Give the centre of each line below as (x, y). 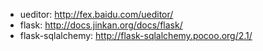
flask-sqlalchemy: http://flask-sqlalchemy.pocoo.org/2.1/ (136, 35)
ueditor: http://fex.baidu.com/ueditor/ (96, 14)
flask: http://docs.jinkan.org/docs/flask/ (101, 25)
